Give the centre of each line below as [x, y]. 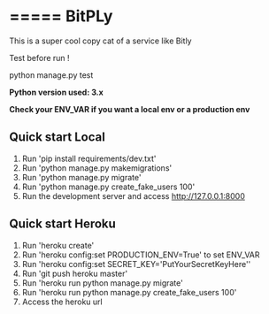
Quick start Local [58, 138]
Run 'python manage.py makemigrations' [97, 168]
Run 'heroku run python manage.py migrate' [102, 283]
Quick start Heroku [63, 224]
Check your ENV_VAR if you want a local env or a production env [130, 109]
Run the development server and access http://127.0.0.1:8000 [133, 195]
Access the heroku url [62, 302]
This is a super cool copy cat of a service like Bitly [100, 41]
